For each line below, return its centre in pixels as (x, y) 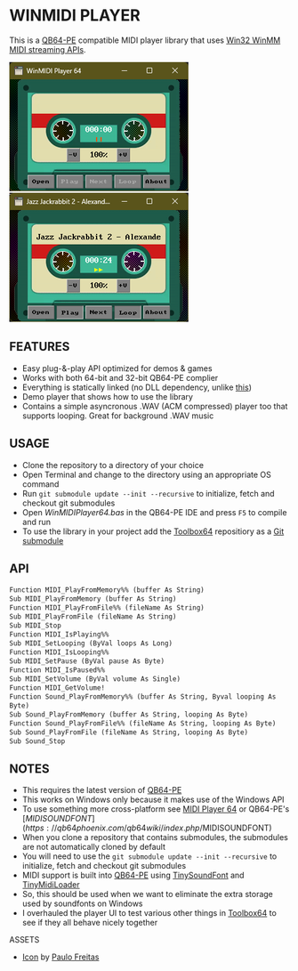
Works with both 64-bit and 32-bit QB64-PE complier (120, 377)
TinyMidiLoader (51, 885)
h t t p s (35, 828)
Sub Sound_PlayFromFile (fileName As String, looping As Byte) (129, 732)
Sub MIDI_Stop (36, 626)
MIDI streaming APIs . (48, 49)
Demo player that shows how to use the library (108, 396)
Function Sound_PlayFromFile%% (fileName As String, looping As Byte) (143, 724)
